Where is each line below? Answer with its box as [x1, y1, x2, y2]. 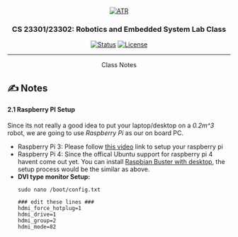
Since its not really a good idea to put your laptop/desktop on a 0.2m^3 [7, 121, 215, 129]
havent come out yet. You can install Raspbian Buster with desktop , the [17, 157, 225, 166]
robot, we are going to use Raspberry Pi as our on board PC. [7, 128, 184, 137]
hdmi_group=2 [17, 216, 57, 224]
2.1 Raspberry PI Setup [7, 105, 76, 114]
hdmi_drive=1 [17, 211, 57, 218]
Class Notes [101, 61, 137, 69]
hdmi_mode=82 [17, 223, 57, 230]
